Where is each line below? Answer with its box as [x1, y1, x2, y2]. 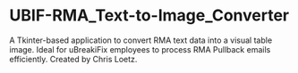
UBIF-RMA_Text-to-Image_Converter [9, 5, 290, 26]
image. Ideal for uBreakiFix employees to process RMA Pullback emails [9, 44, 271, 54]
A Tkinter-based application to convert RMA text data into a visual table [9, 35, 273, 45]
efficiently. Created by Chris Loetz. [9, 53, 138, 64]
